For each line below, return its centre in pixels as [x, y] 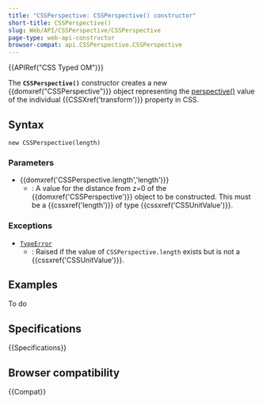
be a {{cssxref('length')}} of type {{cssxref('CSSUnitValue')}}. [132, 205]
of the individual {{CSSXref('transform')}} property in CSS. [104, 100]
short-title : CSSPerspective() [60, 23]
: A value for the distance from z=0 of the [99, 189]
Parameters [31, 162]
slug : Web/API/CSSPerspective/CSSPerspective [84, 30]
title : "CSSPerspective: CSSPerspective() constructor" [102, 15]
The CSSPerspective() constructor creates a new [88, 83]
